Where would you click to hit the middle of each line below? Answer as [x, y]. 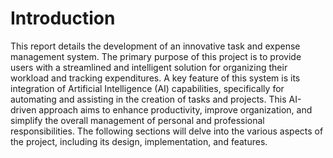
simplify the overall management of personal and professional [137, 120]
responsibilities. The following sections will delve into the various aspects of [167, 131]
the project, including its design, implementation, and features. [139, 141]
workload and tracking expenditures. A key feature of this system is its [155, 78]
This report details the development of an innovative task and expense [155, 46]
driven [23, 109]
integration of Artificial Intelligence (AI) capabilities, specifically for [147, 88]
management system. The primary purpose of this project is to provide [156, 56]
